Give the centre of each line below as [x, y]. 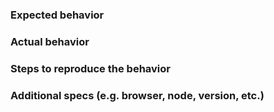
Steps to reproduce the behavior [90, 68]
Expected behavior [57, 15]
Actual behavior [50, 41]
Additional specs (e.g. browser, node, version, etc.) [137, 95]
